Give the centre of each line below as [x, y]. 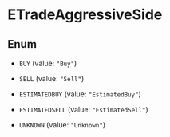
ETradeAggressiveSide [85, 15]
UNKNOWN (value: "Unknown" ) [62, 125]
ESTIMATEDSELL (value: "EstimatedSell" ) [83, 110]
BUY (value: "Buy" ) [48, 63]
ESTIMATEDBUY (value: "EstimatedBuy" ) [80, 94]
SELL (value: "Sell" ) [51, 78]
